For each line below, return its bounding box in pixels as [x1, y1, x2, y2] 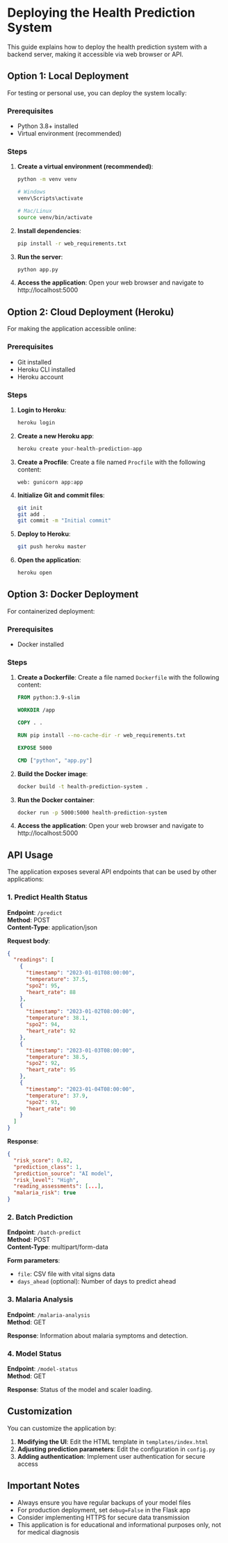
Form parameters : [7, 1256, 60, 1265]
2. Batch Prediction [7, 1212, 73, 1222]
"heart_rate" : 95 [25, 1066, 76, 1073]
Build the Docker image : [17, 769, 88, 778]
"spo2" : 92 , [25, 1060, 60, 1067]
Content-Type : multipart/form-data [7, 1243, 109, 1252]
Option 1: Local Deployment [7, 70, 129, 82]
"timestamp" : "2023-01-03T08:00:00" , [25, 1047, 136, 1054]
